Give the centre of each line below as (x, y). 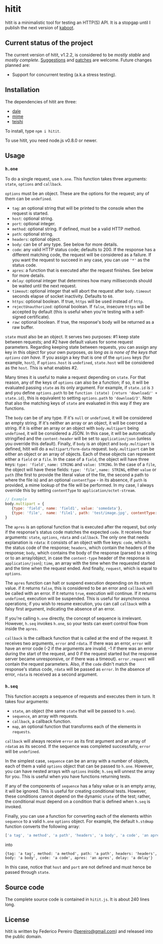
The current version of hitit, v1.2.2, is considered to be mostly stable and (78, 55)
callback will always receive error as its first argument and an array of (75, 741)
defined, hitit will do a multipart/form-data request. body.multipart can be (80, 449)
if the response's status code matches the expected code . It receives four (78, 532)
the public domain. (24, 937)
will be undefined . (23, 751)
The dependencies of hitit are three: (41, 101)
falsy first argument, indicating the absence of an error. (60, 609)
